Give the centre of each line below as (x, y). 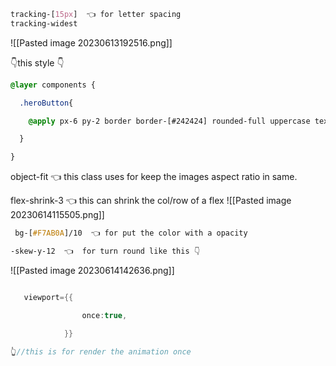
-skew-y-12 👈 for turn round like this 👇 (105, 251)
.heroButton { (46, 103)
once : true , (104, 315)
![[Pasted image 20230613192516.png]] (91, 42)
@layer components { (53, 85)
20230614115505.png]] (57, 215)
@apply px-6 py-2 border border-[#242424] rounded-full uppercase (169, 121)
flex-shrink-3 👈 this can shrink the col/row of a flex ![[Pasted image (151, 201)
